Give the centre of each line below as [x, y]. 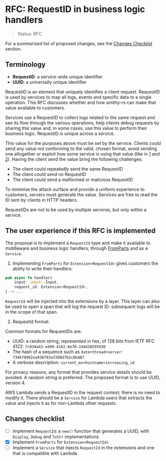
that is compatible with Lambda [45, 453]
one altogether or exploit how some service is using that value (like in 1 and [82, 153]
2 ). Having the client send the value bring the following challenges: [74, 159]
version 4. [15, 383]
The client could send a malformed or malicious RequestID [73, 180]
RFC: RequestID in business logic [75, 9]
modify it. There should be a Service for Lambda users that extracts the [79, 398]
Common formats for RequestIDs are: [43, 332]
